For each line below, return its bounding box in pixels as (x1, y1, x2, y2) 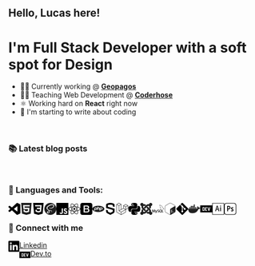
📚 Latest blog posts (8, 143, 88, 154)
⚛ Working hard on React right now (19, 99, 138, 109)
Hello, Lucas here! (8, 6, 101, 20)
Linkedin (19, 240, 48, 250)
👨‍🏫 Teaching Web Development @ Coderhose (19, 90, 173, 100)
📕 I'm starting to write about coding (19, 107, 137, 117)
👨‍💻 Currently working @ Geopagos (19, 81, 137, 91)
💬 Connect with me (8, 222, 84, 233)
